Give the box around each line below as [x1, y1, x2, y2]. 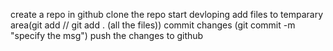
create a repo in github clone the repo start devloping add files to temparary [10, 9, 324, 20]
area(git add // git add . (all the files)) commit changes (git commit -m [10, 19, 296, 31]
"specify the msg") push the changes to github [10, 30, 204, 41]
